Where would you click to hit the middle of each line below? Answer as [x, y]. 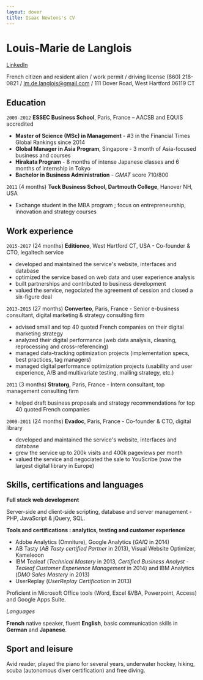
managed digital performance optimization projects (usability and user [104, 366]
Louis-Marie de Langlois [69, 48]
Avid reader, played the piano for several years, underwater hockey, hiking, [101, 663]
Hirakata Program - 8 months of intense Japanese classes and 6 [97, 162]
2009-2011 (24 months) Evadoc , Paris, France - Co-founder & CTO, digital [99, 421]
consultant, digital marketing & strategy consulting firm [76, 315]
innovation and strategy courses [56, 212]
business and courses [43, 155]
